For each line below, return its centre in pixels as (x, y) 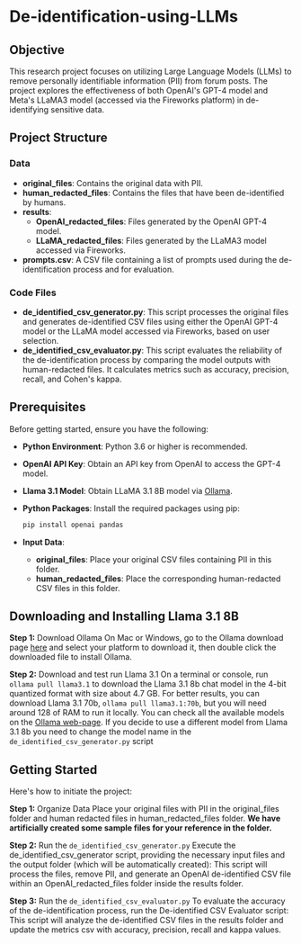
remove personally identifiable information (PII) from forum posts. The (138, 81)
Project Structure (58, 138)
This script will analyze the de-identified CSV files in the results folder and (146, 921)
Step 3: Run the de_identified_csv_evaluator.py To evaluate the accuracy (147, 901)
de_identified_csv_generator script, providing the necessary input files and (147, 855)
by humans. (44, 202)
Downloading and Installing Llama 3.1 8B (124, 617)
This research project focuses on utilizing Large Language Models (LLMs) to (150, 71)
